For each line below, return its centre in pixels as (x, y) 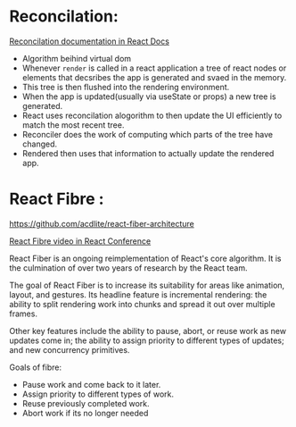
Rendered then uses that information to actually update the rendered (148, 153)
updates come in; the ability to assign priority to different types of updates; (147, 340)
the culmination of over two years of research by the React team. (128, 268)
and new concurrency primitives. (70, 349)
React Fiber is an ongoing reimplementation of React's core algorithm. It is (145, 258)
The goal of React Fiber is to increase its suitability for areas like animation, (147, 285)
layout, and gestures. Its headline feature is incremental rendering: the (138, 294)
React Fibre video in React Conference (80, 241)
